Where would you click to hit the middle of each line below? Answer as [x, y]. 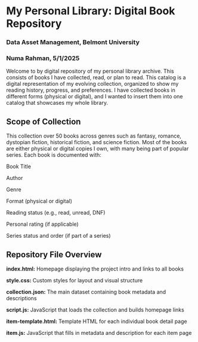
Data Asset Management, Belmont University [73, 42]
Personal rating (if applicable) [42, 224]
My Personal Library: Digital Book [91, 11]
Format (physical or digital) [39, 201]
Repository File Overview [54, 254]
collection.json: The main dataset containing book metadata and [86, 292]
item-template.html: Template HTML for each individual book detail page [97, 321]
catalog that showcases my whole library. [57, 103]
